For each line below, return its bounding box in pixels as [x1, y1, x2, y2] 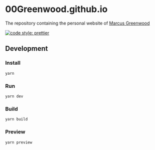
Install [5, 59, 21, 66]
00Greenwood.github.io [5, 4, 108, 15]
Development [5, 44, 48, 53]
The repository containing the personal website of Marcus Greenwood [5, 20, 150, 26]
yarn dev [5, 94, 23, 99]
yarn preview [5, 139, 32, 145]
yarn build [5, 117, 28, 122]
